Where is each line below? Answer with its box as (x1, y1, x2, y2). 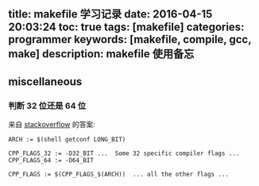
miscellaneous (8, 75, 83, 88)
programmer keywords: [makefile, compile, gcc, (8, 33, 252, 46)
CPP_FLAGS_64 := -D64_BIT (8, 157, 94, 165)
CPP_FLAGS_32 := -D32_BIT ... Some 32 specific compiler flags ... (8, 149, 240, 157)
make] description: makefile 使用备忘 (8, 47, 195, 61)
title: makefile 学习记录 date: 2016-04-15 (8, 7, 213, 21)
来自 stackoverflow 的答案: (8, 120, 95, 130)
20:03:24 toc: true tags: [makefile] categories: (8, 21, 245, 34)
